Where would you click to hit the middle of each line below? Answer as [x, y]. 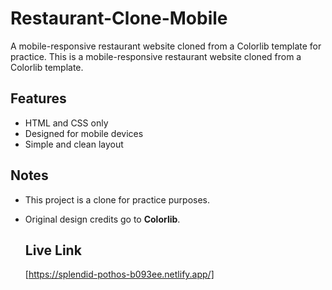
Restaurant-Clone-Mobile [119, 18]
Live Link [53, 250]
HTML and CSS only [66, 123]
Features [38, 98]
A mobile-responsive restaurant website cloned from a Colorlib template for [166, 46]
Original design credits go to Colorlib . [102, 219]
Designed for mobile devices [84, 133]
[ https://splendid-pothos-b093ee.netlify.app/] [119, 274]
